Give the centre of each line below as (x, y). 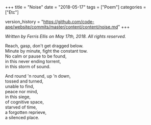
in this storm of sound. (28, 66)
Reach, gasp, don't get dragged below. (44, 46)
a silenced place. (22, 117)
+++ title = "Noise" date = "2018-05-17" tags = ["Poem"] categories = (75, 7)
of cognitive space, (25, 102)
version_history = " (24, 22)
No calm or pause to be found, (36, 56)
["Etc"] (12, 12)
